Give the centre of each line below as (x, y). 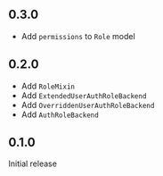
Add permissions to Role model (78, 36)
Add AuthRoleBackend (60, 114)
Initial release (33, 163)
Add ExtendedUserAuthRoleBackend (84, 95)
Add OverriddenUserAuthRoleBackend (88, 105)
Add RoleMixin (48, 86)
